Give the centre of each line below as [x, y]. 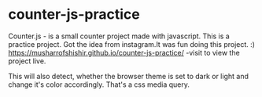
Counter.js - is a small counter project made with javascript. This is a [119, 36]
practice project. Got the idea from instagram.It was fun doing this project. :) [132, 44]
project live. [27, 61]
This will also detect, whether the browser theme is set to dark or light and [129, 76]
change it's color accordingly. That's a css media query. [99, 84]
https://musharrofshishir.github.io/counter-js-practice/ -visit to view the [124, 52]
